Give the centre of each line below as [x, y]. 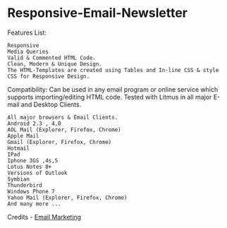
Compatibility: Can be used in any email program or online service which [113, 89]
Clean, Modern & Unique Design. [55, 64]
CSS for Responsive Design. [49, 76]
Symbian [19, 179]
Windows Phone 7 [31, 191]
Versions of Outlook [38, 173]
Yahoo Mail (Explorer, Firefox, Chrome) [68, 198]
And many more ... [34, 204]
